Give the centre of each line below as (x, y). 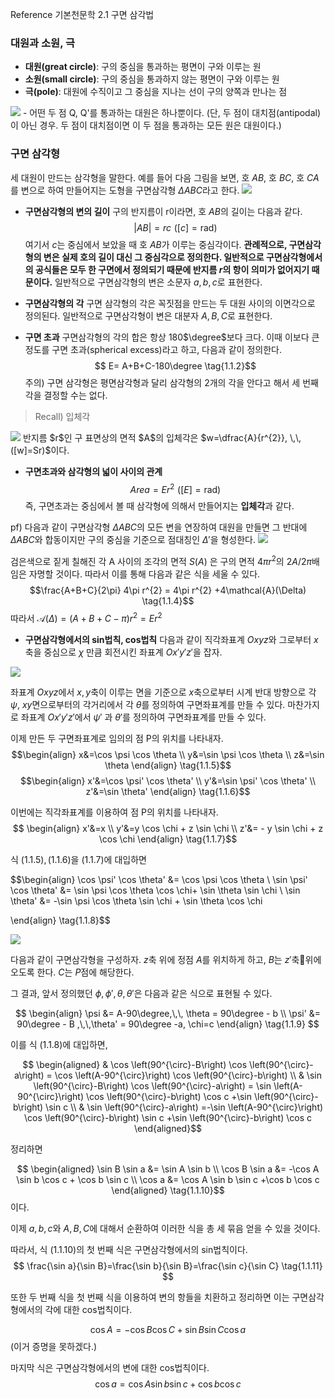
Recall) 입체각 (62, 416)
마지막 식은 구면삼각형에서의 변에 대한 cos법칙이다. (110, 1367)
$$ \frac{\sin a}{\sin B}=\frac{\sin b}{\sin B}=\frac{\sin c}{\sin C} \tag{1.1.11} (168, 1265)
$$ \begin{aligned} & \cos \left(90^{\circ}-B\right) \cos (135, 1064)
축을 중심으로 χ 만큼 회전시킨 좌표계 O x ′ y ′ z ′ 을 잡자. (123, 652)
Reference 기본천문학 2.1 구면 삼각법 (82, 14)
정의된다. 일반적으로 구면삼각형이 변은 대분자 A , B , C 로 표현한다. (148, 315)
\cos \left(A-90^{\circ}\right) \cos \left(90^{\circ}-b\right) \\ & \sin (188, 1075)
